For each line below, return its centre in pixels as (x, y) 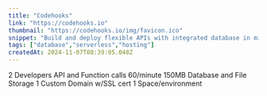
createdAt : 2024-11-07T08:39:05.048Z (71, 52)
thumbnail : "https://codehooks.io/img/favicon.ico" (95, 30)
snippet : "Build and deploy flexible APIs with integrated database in (129, 38)
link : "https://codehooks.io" (58, 23)
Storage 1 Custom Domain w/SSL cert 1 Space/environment (105, 83)
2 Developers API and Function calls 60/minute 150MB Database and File (128, 75)
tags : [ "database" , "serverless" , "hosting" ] (81, 45)
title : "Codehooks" (41, 15)
